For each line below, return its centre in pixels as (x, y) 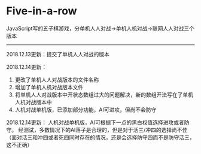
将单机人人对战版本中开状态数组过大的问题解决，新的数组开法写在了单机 (104, 95)
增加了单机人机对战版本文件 (49, 87)
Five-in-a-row (42, 11)
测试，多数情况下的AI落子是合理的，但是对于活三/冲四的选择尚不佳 (105, 129)
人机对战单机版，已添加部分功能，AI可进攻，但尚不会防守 (86, 110)
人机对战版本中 (33, 102)
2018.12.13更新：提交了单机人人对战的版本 (58, 54)
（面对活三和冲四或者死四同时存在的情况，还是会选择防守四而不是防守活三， (100, 137)
